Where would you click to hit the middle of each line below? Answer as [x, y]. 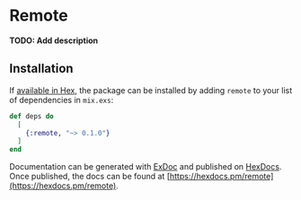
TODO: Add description [54, 40]
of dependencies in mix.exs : [62, 100]
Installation [41, 69]
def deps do [31, 116]
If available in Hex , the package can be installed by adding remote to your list [151, 90]
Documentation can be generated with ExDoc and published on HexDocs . [146, 167]
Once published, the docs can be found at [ [90, 177]
